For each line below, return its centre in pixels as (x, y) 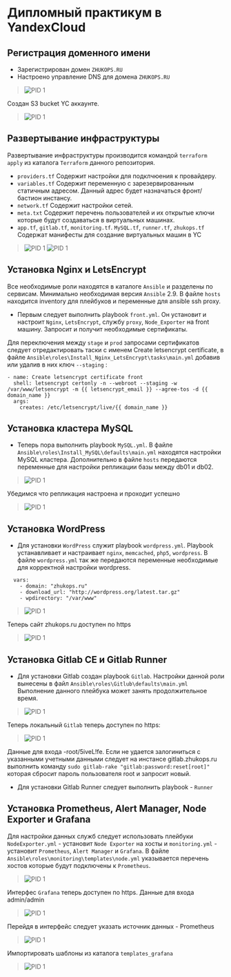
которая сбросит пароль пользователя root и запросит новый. (99, 774)
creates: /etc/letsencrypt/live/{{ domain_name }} (94, 407)
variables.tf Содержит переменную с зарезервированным (106, 183)
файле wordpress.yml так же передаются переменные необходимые (118, 560)
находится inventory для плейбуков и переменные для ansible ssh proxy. (114, 301)
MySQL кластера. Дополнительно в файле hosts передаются (107, 460)
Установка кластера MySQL (70, 428)
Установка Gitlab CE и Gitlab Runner (87, 660)
